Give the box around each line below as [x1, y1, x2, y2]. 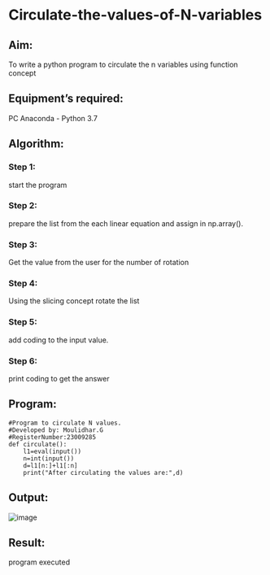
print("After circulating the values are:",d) [23, 468, 184, 477]
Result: [8, 536, 46, 550]
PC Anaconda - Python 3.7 [8, 113, 98, 123]
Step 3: [8, 238, 38, 250]
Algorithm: [8, 137, 64, 151]
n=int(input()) [23, 454, 75, 463]
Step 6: [8, 355, 38, 367]
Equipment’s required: [8, 92, 124, 106]
